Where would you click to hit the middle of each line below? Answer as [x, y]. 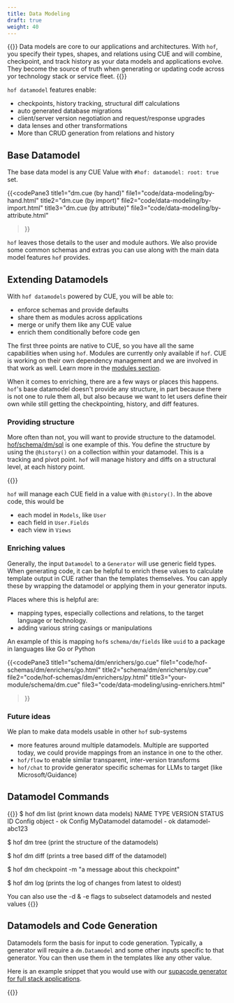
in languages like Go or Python [51, 649]
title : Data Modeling [39, 14]
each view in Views [44, 530]
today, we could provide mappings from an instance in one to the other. [120, 752]
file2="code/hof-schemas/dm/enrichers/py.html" [78, 677]
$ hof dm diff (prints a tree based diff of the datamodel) [87, 855]
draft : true [24, 20]
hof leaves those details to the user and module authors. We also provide [112, 243]
